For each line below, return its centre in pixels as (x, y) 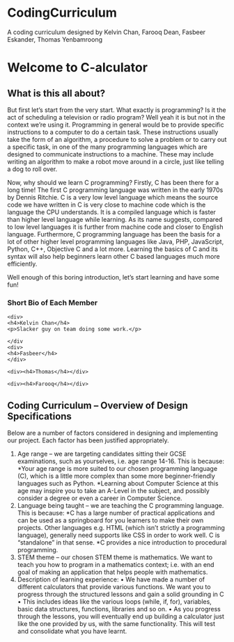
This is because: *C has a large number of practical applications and (116, 513)
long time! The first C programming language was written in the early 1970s (115, 190)
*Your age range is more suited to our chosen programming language (117, 469)
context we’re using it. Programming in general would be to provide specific (116, 125)
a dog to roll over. (32, 169)
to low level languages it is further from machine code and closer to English (115, 227)
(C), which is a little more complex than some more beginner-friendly (116, 476)
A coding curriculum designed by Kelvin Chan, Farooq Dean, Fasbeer (107, 32)
